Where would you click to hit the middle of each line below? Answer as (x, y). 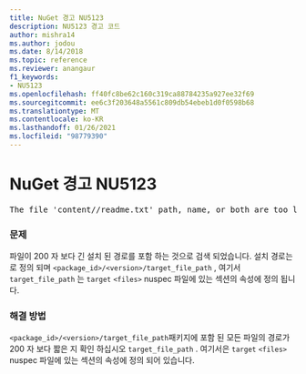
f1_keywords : (34, 77)
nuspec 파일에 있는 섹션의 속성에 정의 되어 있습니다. (102, 360)
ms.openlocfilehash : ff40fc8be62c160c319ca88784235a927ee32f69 (132, 94)
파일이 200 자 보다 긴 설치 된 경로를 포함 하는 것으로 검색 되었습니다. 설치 (139, 257)
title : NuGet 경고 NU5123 (57, 18)
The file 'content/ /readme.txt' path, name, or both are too (149, 209)
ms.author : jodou (42, 43)
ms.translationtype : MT (55, 111)
